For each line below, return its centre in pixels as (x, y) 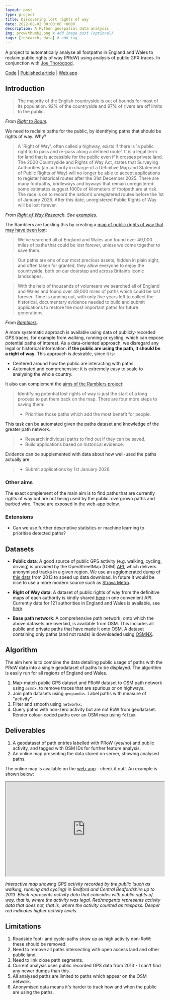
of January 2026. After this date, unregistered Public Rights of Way (87, 199)
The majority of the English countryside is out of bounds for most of (88, 101)
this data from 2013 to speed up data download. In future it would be (83, 577)
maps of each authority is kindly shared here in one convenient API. (82, 598)
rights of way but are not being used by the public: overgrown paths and (80, 498)
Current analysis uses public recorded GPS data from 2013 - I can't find (87, 965)
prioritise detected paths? (39, 533)
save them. (29, 250)
